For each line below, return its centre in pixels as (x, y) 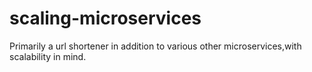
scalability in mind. (48, 56)
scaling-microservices (105, 18)
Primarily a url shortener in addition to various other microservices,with (155, 46)
